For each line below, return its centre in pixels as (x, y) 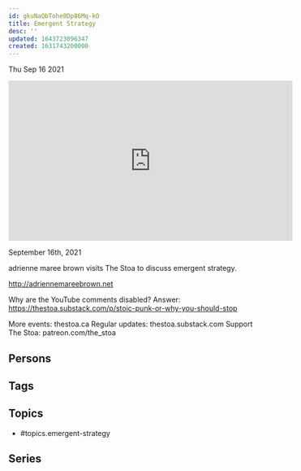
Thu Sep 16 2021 (37, 69)
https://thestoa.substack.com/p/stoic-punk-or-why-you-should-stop (123, 308)
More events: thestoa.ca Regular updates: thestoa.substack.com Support (131, 324)
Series (25, 459)
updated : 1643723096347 (49, 39)
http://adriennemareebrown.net (61, 284)
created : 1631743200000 (49, 46)
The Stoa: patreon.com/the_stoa (62, 333)
